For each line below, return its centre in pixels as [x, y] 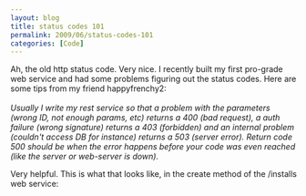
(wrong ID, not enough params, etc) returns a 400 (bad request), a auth [145, 118]
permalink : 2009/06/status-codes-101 [82, 35]
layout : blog [35, 18]
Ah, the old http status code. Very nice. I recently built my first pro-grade [147, 69]
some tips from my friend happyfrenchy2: [88, 88]
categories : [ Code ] [47, 43]
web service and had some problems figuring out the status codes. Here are [153, 79]
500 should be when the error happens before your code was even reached [153, 147]
